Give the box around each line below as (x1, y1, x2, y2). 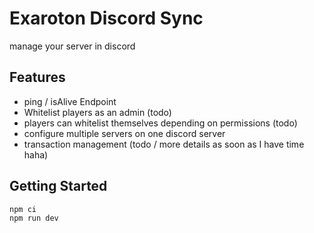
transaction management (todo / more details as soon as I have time (23, 138, 305, 150)
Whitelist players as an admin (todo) (23, 106, 172, 118)
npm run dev (9, 213, 59, 224)
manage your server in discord (9, 40, 136, 52)
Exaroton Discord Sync (9, 7, 204, 30)
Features (9, 69, 66, 86)
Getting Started (9, 178, 108, 195)
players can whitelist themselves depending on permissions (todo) (23, 117, 298, 129)
